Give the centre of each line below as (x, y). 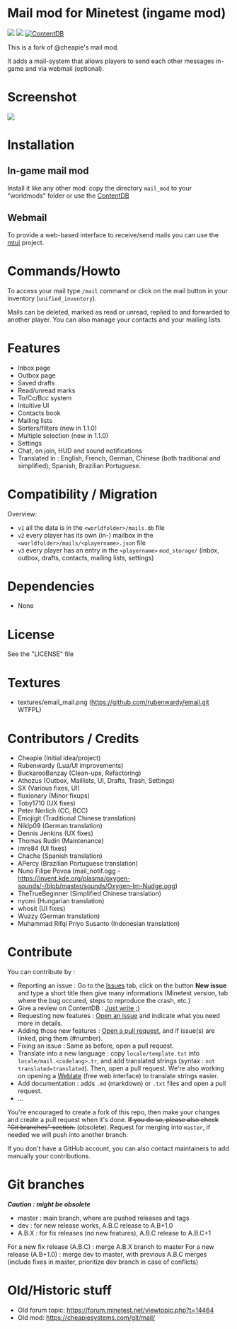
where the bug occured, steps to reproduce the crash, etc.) (104, 1001)
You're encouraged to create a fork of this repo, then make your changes (114, 1112)
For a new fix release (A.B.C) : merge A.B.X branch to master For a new (111, 1247)
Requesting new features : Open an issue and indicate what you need (119, 1016)
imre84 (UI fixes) (42, 849)
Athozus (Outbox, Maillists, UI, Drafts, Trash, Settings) (96, 781)
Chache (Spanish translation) (60, 856)
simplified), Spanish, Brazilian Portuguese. (79, 465)
